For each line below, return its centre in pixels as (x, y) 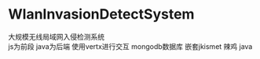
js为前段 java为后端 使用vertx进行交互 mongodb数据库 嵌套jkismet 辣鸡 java (130, 46)
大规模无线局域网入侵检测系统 (56, 36)
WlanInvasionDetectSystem (101, 14)
